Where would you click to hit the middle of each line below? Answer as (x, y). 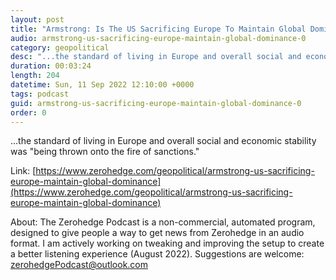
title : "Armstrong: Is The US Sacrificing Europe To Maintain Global (158, 29)
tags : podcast (40, 94)
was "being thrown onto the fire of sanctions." (105, 152)
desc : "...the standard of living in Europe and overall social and (156, 57)
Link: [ (23, 171)
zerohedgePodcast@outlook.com (79, 265)
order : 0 (28, 112)
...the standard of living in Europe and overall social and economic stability (163, 141)
